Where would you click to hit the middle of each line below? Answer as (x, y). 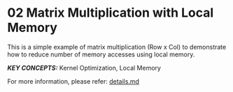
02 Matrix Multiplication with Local (111, 13)
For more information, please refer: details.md (73, 81)
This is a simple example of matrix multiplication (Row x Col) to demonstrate (117, 47)
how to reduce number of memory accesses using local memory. (101, 54)
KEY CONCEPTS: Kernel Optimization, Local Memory (84, 68)
